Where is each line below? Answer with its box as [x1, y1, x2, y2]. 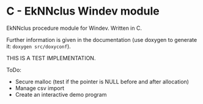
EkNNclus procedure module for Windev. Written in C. [6, 24, 142, 32]
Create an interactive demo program [15, 91, 107, 98]
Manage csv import [15, 84, 65, 92]
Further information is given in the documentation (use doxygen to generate [6, 36, 197, 43]
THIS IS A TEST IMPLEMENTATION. [6, 54, 96, 61]
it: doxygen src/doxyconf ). [6, 43, 72, 50]
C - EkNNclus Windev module [6, 4, 160, 18]
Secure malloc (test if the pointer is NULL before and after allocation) [15, 78, 190, 85]
